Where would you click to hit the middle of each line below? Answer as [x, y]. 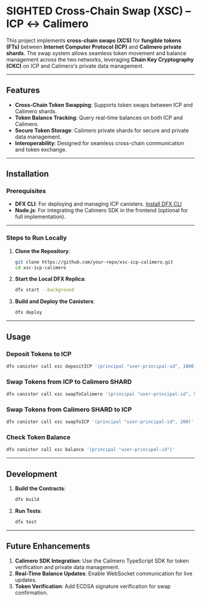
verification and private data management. [67, 567]
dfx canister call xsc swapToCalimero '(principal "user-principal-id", [99, 394]
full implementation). [40, 217]
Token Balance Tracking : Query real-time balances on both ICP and [99, 118]
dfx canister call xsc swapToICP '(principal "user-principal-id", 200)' [100, 422]
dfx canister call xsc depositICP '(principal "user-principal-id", [93, 366]
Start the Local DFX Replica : [50, 279]
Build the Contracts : [40, 489]
